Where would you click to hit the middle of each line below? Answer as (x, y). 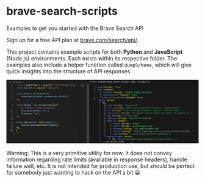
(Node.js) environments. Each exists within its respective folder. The (92, 58)
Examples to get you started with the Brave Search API (75, 28)
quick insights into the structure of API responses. (69, 71)
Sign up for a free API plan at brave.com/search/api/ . (73, 40)
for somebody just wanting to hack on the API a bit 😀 (74, 172)
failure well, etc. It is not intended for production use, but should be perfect (101, 166)
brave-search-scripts (62, 11)
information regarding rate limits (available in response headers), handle (97, 159)
